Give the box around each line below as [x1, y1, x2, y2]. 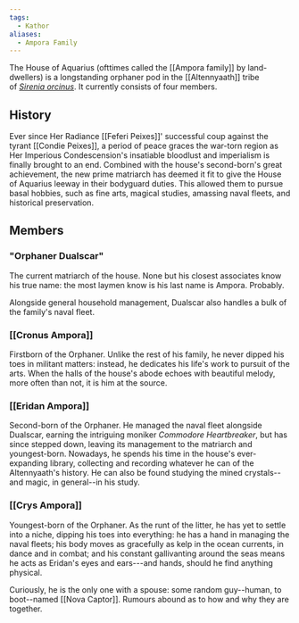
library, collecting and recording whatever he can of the [50, 458, 254, 469]
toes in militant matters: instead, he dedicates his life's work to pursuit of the [9, 359, 290, 370]
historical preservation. [9, 197, 95, 208]
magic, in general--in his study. [25, 477, 140, 487]
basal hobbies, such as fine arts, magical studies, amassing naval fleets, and [9, 188, 291, 199]
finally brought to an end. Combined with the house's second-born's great [9, 160, 283, 170]
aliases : [9, 29, 42, 38]
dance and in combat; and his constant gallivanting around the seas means [9, 548, 286, 559]
